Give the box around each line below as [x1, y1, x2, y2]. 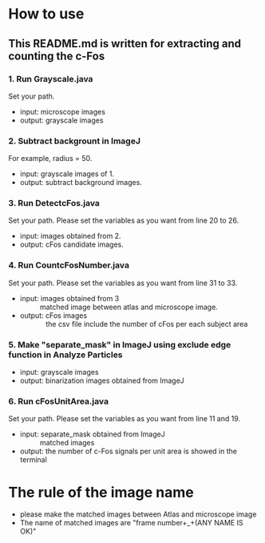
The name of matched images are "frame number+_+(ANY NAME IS [19, 518, 243, 528]
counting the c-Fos [8, 49, 105, 62]
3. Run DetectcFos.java [8, 198, 100, 209]
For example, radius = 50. [8, 154, 93, 163]
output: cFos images [19, 310, 88, 320]
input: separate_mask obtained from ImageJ [19, 429, 165, 439]
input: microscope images [19, 107, 106, 116]
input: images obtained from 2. [19, 231, 121, 241]
